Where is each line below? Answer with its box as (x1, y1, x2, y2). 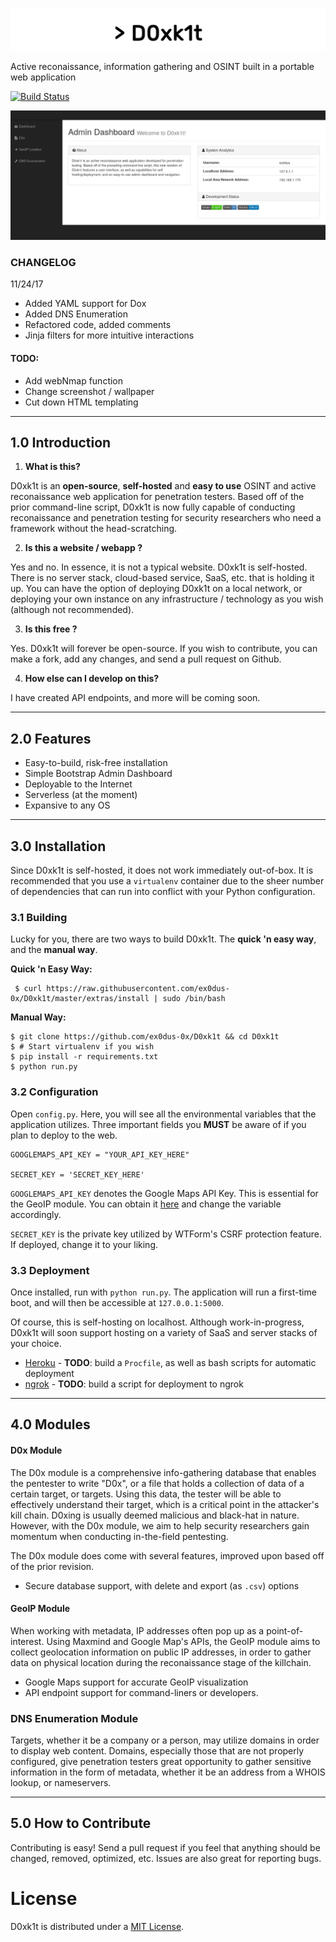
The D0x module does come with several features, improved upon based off (10, 1549, 325, 1562)
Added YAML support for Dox (24, 298, 147, 310)
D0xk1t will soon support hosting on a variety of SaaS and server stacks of (10, 1326, 318, 1338)
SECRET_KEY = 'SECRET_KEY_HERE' (10, 1169, 145, 1180)
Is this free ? (24, 623, 78, 635)
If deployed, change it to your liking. (10, 1238, 158, 1250)
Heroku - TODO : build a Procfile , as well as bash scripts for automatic (24, 1356, 317, 1368)
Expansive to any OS (24, 799, 111, 812)
